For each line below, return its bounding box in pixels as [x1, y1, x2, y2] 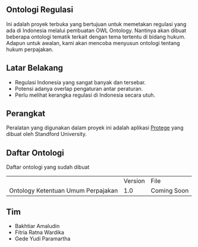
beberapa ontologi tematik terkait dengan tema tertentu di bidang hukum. [6, 33, 186, 40]
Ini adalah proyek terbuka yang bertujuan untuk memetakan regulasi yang [6, 20, 187, 27]
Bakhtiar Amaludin [14, 223, 60, 230]
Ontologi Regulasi [6, 5, 73, 15]
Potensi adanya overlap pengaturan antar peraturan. [14, 85, 143, 92]
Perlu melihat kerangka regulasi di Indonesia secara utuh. [14, 91, 156, 99]
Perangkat [6, 109, 46, 119]
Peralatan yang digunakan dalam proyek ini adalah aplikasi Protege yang [6, 124, 184, 131]
